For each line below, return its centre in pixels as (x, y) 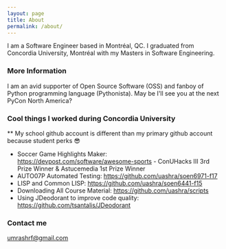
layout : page (26, 13)
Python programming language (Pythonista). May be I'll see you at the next (113, 93)
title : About (26, 20)
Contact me (27, 223)
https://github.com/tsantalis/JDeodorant (74, 205)
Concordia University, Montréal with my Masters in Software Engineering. (111, 53)
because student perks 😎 (44, 140)
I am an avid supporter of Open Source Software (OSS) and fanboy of (105, 86)
